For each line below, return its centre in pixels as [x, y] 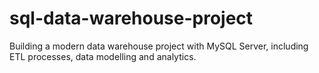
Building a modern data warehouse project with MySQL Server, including [159, 46]
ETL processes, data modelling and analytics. [103, 56]
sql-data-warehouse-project [131, 18]
